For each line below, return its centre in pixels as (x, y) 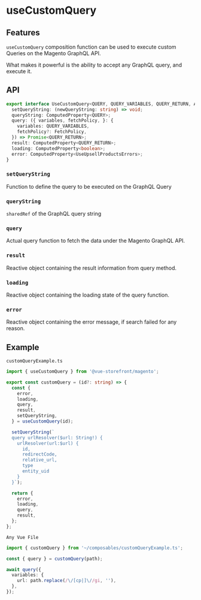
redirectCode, (40, 454)
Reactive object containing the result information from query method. (92, 268)
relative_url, (40, 460)
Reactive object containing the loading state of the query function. (88, 295)
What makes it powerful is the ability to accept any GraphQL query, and (94, 65)
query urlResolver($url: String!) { (57, 438)
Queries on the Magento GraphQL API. (54, 53)
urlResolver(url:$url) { (48, 443)
